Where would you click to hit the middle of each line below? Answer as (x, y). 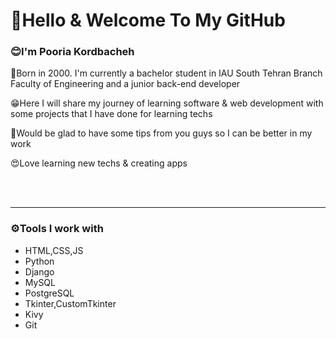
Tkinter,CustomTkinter (70, 303)
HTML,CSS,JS (54, 250)
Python (39, 261)
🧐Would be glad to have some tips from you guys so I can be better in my (161, 133)
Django (39, 271)
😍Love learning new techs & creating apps (99, 163)
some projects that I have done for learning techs (111, 114)
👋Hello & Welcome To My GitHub (148, 20)
